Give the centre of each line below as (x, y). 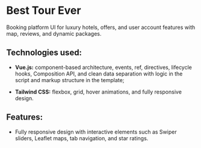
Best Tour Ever (44, 11)
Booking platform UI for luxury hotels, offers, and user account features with (101, 27)
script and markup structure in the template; (70, 80)
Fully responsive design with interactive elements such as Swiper (96, 132)
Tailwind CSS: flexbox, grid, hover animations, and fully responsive (98, 92)
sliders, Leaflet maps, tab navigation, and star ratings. (82, 138)
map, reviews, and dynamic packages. (54, 33)
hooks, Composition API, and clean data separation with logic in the (99, 74)
